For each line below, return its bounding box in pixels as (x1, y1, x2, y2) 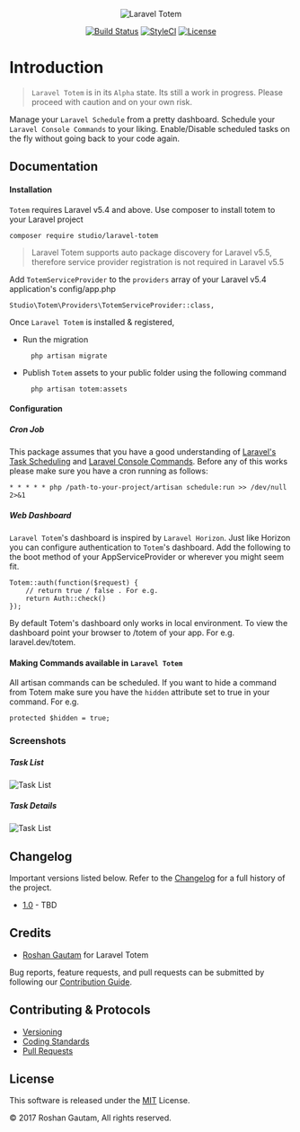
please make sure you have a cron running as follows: (9, 465, 208, 476)
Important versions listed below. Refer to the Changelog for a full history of (9, 872, 286, 883)
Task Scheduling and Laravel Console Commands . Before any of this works (9, 456, 288, 467)
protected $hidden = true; (9, 714, 110, 723)
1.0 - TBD (22, 899, 57, 910)
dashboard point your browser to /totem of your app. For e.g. (9, 627, 235, 638)
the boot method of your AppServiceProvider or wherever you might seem (9, 552, 285, 562)
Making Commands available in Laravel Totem (9, 657, 183, 668)
